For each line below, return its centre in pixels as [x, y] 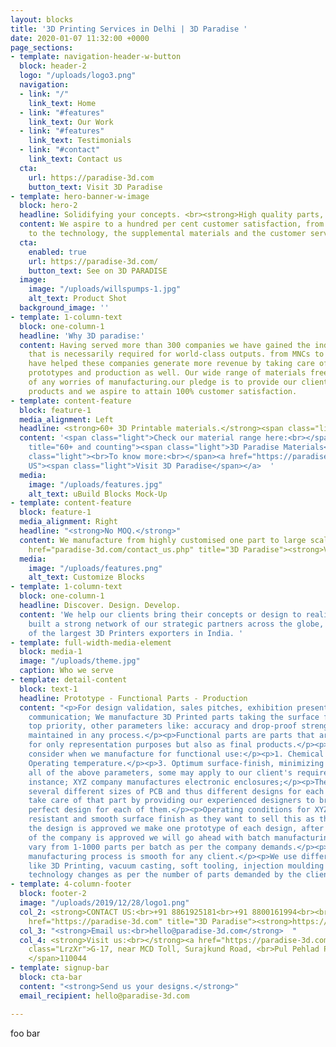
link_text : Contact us [75, 159]
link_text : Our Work [71, 122]
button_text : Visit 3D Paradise [95, 187]
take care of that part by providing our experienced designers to [171, 801]
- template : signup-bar [60, 968]
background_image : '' [64, 308]
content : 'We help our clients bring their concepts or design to [160, 614]
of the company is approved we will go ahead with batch [149, 837]
